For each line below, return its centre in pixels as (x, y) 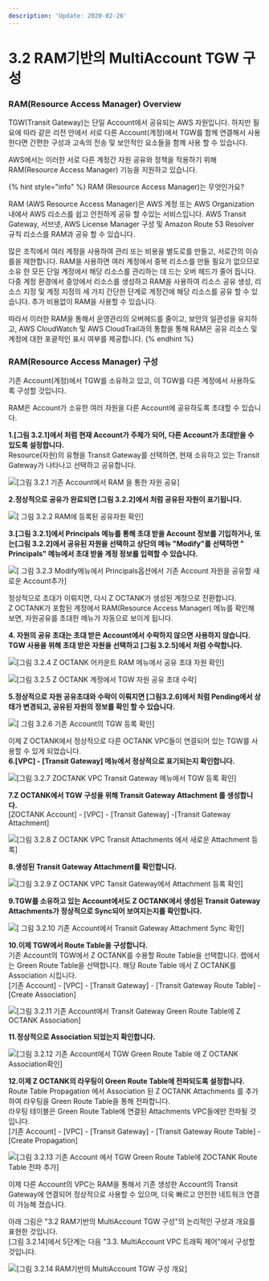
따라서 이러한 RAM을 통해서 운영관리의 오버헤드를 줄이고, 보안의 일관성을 (122, 319)
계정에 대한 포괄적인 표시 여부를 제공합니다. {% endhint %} (101, 339)
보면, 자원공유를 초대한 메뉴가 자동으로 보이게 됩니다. (91, 618)
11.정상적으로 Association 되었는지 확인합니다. (82, 1037)
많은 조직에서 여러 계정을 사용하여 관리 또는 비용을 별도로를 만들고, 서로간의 (126, 251)
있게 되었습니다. (57, 751)
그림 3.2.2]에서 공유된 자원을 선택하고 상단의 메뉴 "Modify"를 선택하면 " (131, 543)
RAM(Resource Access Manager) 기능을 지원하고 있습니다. (103, 170)
